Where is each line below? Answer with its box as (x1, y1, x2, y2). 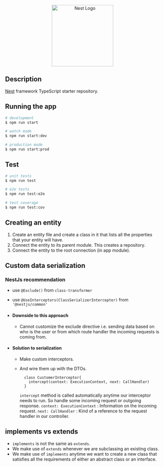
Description (5, 75, 42, 84)
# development (5, 116, 34, 120)
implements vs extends (5, 428, 79, 436)
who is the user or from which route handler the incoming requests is (19, 328, 160, 334)
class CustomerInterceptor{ (24, 375, 82, 380)
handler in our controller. (19, 413, 70, 419)
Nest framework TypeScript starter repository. (5, 88, 99, 94)
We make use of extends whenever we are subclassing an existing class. (12, 445, 159, 452)
